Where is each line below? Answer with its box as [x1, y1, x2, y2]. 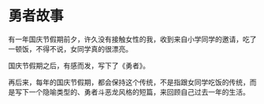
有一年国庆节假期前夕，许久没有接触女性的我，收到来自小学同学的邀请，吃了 [8, 34, 257, 44]
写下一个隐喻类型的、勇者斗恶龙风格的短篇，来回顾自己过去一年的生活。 [14, 87, 250, 96]
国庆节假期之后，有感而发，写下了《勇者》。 [8, 60, 150, 70]
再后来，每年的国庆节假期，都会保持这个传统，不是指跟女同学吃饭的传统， [8, 77, 250, 87]
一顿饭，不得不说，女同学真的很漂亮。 [8, 44, 132, 53]
